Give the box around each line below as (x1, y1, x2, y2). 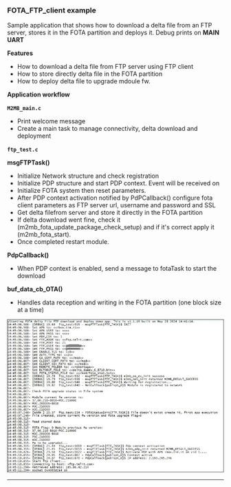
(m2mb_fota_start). (16, 230, 71, 239)
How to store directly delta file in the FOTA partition (16, 70, 163, 78)
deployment (16, 132, 52, 140)
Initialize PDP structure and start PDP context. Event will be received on (16, 179, 220, 187)
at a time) (16, 306, 45, 314)
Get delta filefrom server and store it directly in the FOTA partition (16, 209, 203, 217)
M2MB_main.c (7, 105, 41, 112)
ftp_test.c (7, 147, 38, 154)
